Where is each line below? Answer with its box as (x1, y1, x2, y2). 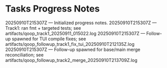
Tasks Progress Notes (5, 3, 100, 15)
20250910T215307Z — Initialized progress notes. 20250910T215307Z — (5, 20, 157, 26)
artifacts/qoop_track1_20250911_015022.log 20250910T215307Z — (5, 30, 146, 36)
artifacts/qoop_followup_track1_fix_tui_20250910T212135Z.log (5, 41, 135, 47)
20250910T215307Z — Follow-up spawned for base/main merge (5, 46, 141, 52)
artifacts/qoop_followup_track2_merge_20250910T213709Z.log (5, 57, 138, 63)
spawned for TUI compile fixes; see (12, 36, 86, 42)
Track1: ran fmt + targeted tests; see (5, 25, 81, 31)
